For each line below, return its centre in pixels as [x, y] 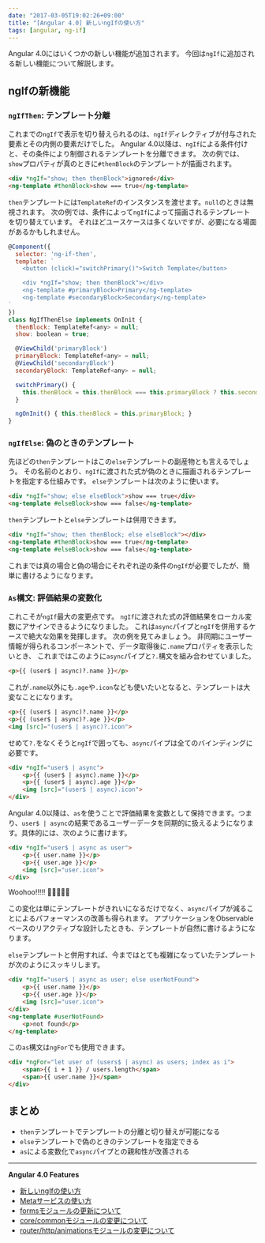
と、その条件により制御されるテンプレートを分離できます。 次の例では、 [126, 154]
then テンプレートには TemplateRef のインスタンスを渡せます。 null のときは [127, 202]
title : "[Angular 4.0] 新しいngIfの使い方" [77, 23]
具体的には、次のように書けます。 [76, 833]
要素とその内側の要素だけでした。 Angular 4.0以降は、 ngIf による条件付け [128, 144]
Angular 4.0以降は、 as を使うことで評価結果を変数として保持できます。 [123, 813]
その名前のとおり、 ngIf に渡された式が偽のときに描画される [120, 472]
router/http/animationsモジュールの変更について [97, 1230]
